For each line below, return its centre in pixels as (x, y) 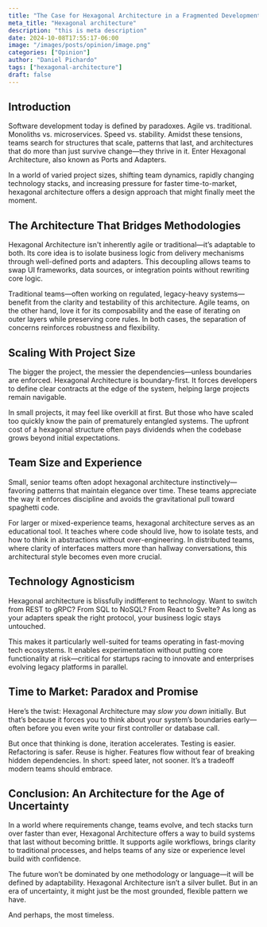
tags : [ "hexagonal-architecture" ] (66, 68)
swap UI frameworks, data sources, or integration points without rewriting (129, 270)
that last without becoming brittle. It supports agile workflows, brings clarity (132, 842)
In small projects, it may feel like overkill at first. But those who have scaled (131, 413)
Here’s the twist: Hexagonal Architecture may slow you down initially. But (127, 711)
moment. (23, 200)
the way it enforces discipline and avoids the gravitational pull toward (122, 498)
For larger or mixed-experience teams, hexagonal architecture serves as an (132, 522)
